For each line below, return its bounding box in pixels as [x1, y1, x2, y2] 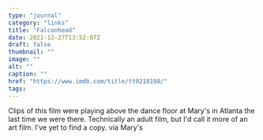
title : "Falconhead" [8, 26, 77, 34]
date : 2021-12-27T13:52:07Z [8, 33, 101, 42]
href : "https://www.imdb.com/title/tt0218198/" [8, 77, 168, 85]
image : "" [8, 56, 41, 64]
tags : [8, 84, 26, 93]
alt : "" [8, 63, 34, 71]
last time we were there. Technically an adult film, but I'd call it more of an [8, 115, 248, 124]
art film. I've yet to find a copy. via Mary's [8, 123, 144, 132]
